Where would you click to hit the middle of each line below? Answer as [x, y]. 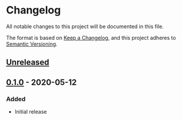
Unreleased [28, 62]
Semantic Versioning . [32, 44]
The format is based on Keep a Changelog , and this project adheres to [91, 37]
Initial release [31, 112]
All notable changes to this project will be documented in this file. [85, 26]
